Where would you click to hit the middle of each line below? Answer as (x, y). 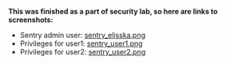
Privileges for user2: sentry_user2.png (83, 52)
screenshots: (31, 20)
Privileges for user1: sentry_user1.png (81, 43)
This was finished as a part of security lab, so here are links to (113, 11)
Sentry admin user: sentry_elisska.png (83, 35)
